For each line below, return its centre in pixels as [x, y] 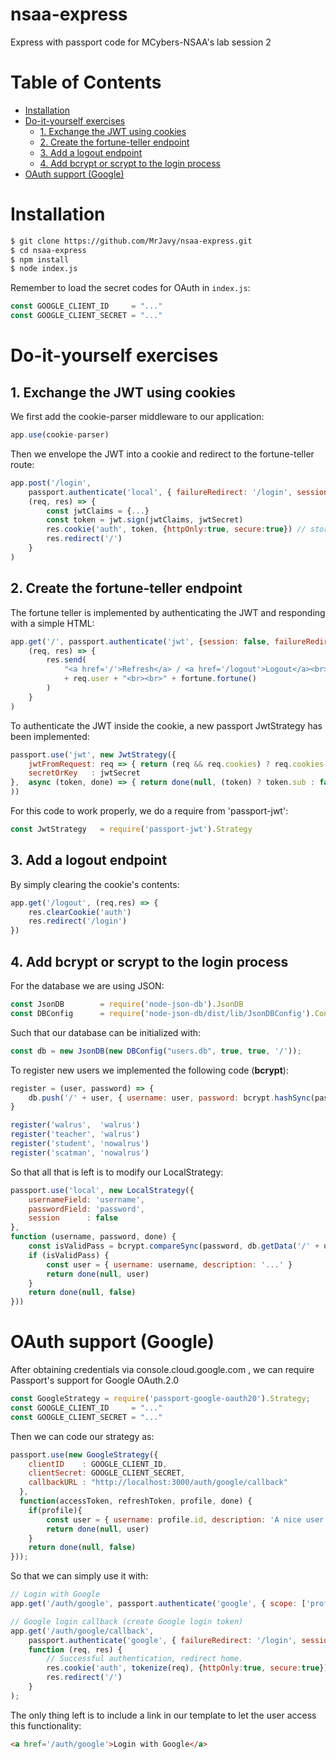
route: [22, 464]
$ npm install [40, 259]
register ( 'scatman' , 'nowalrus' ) [80, 1153]
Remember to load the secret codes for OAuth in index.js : [130, 288]
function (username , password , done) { [93, 1237]
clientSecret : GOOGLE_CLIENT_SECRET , [107, 1473]
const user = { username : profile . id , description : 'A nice [174, 1519]
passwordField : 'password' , [86, 1209]
